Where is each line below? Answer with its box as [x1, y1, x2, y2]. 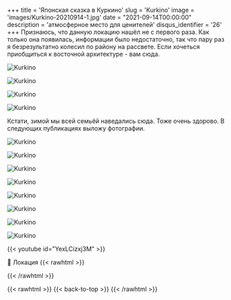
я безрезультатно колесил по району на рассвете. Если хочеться [7, 43, 200, 50]
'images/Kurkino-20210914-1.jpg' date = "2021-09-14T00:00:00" [7, 13, 192, 21]
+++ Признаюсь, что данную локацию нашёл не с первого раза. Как [7, 28, 210, 36]
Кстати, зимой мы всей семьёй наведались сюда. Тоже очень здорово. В [7, 117, 225, 125]
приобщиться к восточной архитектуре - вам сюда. [7, 50, 160, 58]
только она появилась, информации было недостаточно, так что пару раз [7, 35, 225, 44]
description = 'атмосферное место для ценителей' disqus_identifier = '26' [7, 21, 222, 28]
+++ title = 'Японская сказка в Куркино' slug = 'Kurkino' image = [7, 6, 195, 14]
